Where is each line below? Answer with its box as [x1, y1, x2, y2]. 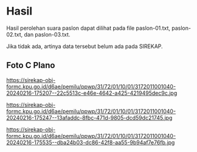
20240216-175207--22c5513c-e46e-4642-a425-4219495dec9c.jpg [6, 89, 178, 97]
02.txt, [6, 30, 23, 38]
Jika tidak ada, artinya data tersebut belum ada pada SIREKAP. [6, 43, 163, 50]
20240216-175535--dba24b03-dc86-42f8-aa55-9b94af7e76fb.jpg [6, 139, 175, 146]
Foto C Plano [6, 60, 55, 71]
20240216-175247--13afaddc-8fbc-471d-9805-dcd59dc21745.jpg [6, 114, 173, 121]
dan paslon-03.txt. [24, 30, 71, 38]
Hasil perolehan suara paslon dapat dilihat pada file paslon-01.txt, [6, 24, 171, 32]
